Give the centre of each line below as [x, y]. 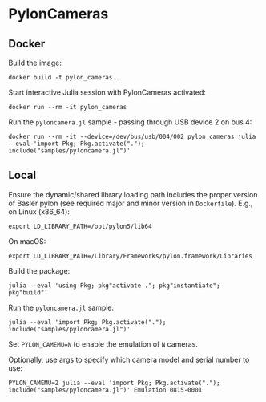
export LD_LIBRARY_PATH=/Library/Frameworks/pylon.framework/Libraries [130, 256]
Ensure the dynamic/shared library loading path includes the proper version [133, 194]
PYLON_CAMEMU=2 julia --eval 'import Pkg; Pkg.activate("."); [114, 383]
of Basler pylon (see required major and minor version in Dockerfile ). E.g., [131, 203]
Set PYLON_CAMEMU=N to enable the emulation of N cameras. [103, 344]
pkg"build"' [28, 292]
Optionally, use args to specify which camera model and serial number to [129, 359]
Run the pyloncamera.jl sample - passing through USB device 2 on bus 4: [130, 122]
